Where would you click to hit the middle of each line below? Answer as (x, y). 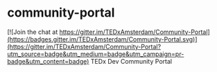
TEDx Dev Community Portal (131, 61)
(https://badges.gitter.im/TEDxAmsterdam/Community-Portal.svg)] (102, 39)
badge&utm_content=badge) (48, 61)
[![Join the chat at (33, 32)
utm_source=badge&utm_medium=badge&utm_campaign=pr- (96, 54)
